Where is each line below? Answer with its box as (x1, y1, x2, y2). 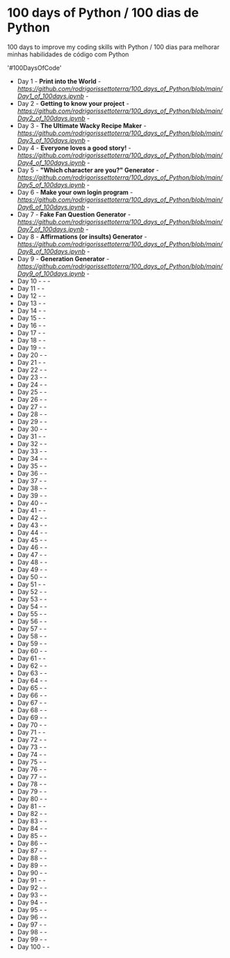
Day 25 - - (17, 388, 47, 396)
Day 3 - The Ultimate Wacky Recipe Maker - (17, 121, 147, 129)
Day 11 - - (17, 284, 45, 292)
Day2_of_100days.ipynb (17, 113, 85, 123)
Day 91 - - (17, 876, 47, 884)
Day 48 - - (17, 558, 47, 566)
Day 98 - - (17, 927, 47, 936)
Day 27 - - (17, 402, 47, 411)
